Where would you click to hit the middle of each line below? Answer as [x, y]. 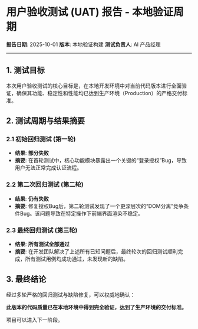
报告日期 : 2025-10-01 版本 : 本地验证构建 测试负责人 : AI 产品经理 [83, 44]
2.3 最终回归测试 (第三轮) [42, 230]
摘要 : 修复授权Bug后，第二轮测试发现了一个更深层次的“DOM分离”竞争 [99, 206]
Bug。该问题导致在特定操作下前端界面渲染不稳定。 [81, 213]
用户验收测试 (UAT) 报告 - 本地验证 [90, 12]
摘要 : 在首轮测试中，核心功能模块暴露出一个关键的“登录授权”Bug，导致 [101, 161]
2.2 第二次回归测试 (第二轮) [45, 185]
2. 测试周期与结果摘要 [46, 121]
